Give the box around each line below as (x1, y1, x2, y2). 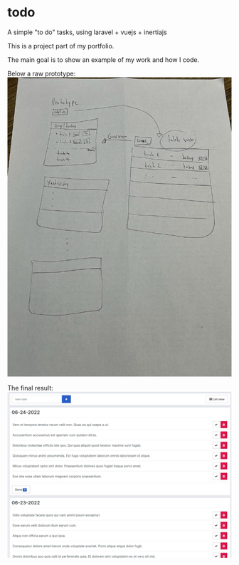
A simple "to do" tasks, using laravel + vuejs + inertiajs (7, 28, 167, 36)
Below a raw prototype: (7, 69, 76, 78)
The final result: (7, 383, 53, 392)
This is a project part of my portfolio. (7, 41, 115, 50)
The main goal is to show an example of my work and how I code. (7, 55, 200, 64)
